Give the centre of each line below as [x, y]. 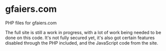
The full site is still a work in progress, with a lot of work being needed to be [83, 32]
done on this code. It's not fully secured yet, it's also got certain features [80, 38]
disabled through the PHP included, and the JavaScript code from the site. [82, 43]
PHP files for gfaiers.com [31, 23]
